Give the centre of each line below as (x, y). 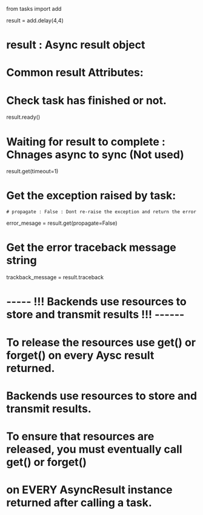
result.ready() (23, 117)
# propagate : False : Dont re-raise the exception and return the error (101, 212)
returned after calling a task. (79, 503)
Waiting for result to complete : (86, 141)
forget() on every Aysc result (80, 355)
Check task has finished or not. (86, 100)
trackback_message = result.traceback (55, 277)
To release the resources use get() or (101, 342)
